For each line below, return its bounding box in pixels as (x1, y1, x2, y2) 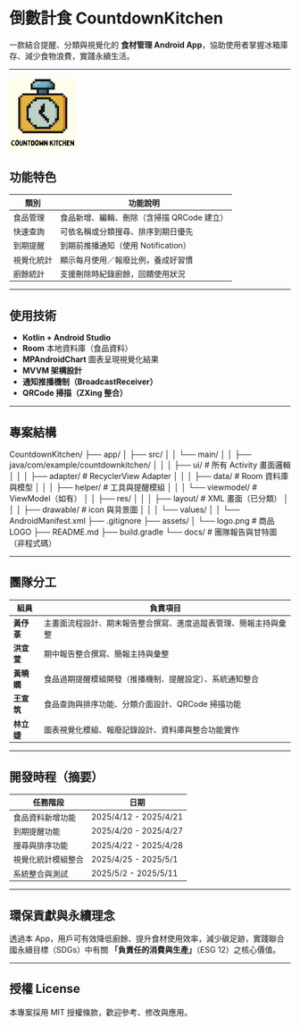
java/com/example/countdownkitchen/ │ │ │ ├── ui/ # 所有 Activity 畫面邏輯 (9, 459, 291, 470)
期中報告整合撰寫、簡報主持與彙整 (44, 648, 170, 659)
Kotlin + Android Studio (21, 332, 112, 343)
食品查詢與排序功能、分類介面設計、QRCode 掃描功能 (44, 699, 241, 710)
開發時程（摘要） (9, 769, 104, 785)
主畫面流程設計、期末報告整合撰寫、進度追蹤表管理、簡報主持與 (44, 618, 279, 628)
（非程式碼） (9, 538, 56, 549)
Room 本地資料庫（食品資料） (21, 343, 133, 354)
